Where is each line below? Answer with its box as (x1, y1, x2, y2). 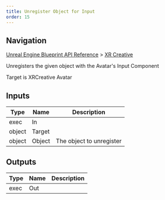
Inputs (6, 91, 30, 101)
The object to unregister (55, 137, 122, 145)
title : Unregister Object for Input (6, 8, 95, 15)
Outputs (6, 157, 37, 167)
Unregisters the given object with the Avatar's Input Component (6, 63, 159, 70)
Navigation (6, 36, 47, 46)
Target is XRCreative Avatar (6, 74, 72, 81)
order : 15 (6, 14, 30, 20)
